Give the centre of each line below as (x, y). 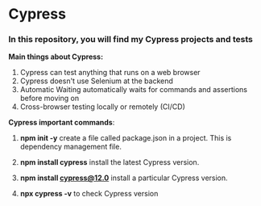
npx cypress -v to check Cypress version (89, 194)
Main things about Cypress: (56, 57)
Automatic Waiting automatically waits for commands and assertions (134, 90)
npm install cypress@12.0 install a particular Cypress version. (124, 178)
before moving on (49, 99)
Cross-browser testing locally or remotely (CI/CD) (102, 107)
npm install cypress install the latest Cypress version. (110, 162)
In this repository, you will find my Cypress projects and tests (131, 40)
